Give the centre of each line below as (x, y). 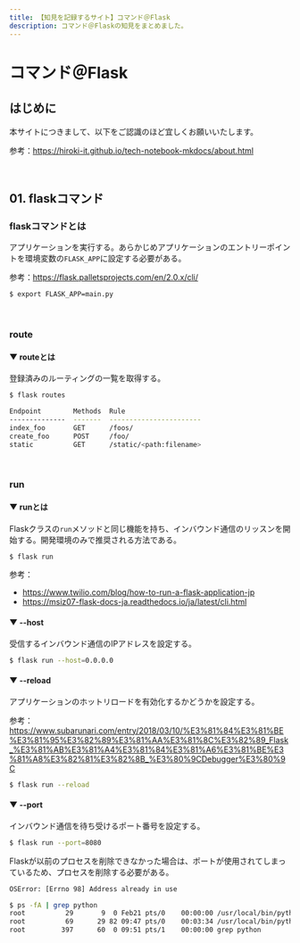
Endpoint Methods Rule (67, 411)
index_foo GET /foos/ (71, 428)
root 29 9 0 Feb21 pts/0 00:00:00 (112, 914)
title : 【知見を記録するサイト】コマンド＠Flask (90, 17)
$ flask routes (37, 395)
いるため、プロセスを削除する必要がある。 (95, 872)
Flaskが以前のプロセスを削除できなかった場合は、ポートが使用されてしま (144, 861)
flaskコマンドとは (48, 226)
